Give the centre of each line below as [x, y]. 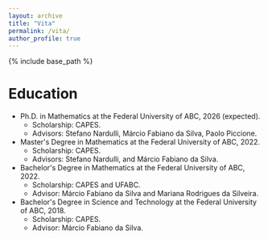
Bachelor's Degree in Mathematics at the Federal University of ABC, [132, 168]
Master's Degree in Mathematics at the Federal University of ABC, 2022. [140, 142]
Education [43, 94]
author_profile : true [45, 38]
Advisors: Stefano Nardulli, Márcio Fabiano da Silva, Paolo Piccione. [144, 133]
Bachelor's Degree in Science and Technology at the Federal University [138, 202]
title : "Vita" [32, 23]
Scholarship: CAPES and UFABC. [86, 185]
